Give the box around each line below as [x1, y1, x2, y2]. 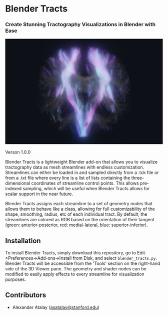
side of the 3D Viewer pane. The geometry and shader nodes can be [5, 265, 146, 271]
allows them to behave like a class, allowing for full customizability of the [5, 206, 155, 212]
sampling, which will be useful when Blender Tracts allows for [22, 186, 150, 192]
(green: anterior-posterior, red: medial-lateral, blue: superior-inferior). [5, 222, 148, 228]
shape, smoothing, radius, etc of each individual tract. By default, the [5, 211, 147, 217]
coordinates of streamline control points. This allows [31, 180, 139, 186]
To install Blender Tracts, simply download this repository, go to [5, 249, 136, 256]
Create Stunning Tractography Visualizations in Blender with [5, 21, 156, 28]
